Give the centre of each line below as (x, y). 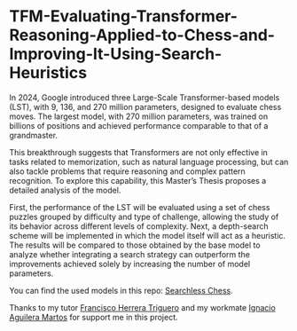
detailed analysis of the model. (65, 190)
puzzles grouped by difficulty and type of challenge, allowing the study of (144, 217)
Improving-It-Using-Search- (116, 54)
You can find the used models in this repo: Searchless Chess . (121, 290)
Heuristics (48, 73)
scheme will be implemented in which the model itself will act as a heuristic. (148, 235)
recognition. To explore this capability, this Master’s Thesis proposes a (138, 180)
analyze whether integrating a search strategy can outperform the (130, 254)
